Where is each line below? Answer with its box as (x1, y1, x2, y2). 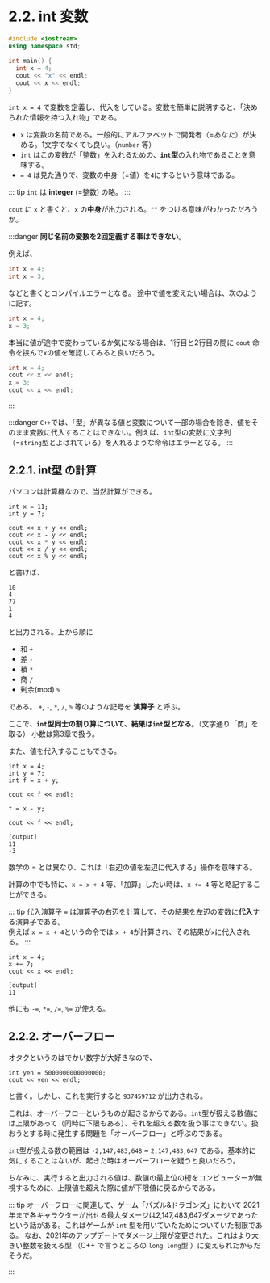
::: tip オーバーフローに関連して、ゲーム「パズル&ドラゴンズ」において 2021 (8, 1200, 260, 1209)
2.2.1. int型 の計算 (8, 464, 97, 477)
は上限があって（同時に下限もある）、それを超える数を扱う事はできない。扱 (8, 1118, 259, 1128)
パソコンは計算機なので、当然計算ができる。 (8, 486, 157, 496)
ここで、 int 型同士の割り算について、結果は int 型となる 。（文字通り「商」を (8, 718, 259, 728)
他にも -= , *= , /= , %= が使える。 (8, 1003, 110, 1013)
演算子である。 (15, 916, 65, 926)
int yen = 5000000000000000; (8, 1068, 106, 1077)
